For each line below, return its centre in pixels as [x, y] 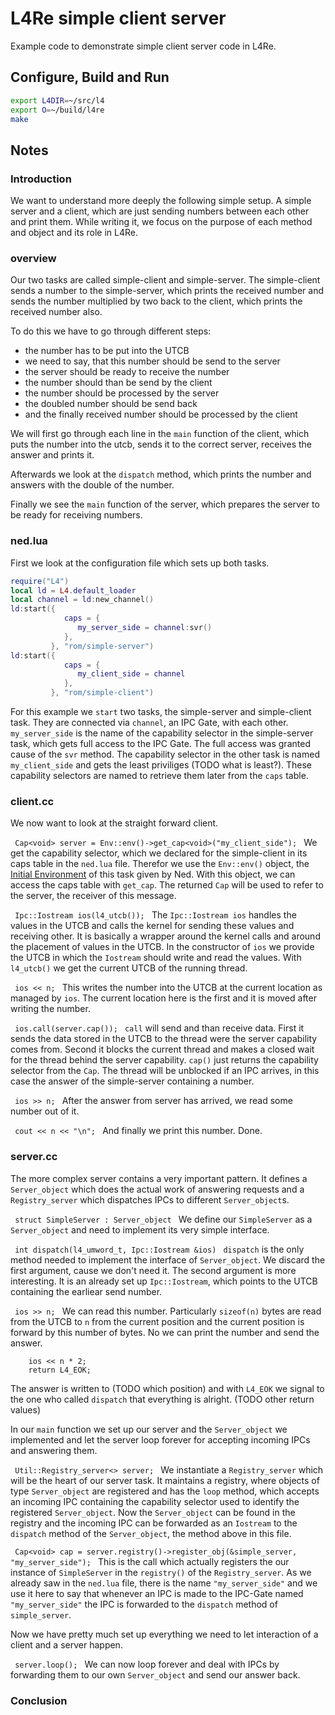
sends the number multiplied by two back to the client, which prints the [156, 301]
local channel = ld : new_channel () [82, 600]
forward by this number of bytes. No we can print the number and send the [165, 1332]
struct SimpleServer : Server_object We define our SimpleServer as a [163, 1219]
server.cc [34, 1157]
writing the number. [50, 1009]
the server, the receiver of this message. [93, 896]
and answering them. [54, 1450]
